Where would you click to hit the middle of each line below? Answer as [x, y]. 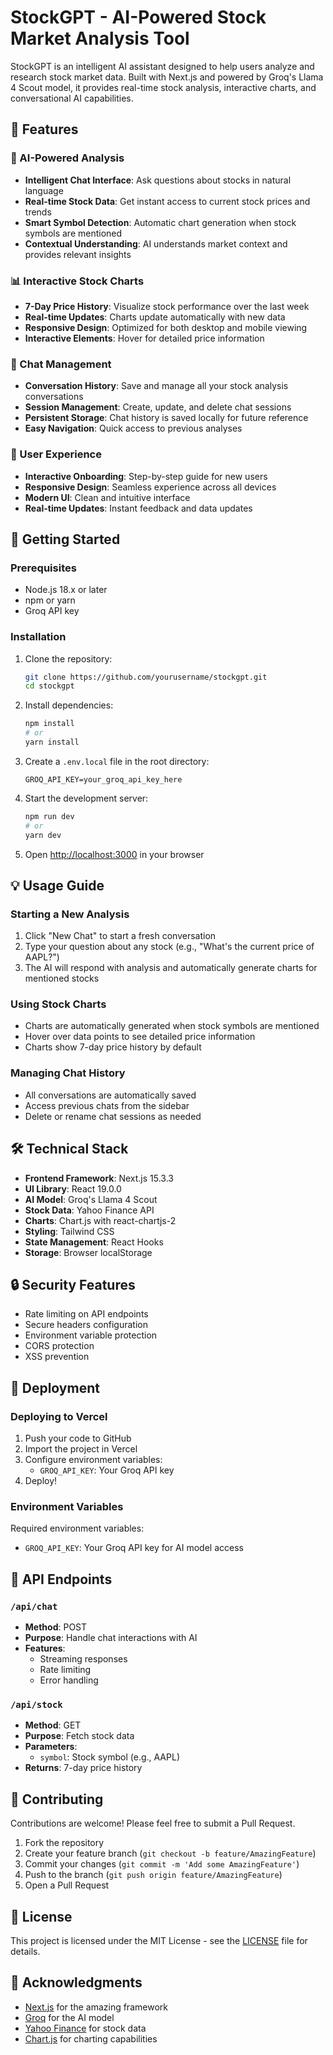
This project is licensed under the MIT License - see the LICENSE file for [159, 1940]
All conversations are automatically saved [110, 1095]
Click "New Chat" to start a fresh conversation [120, 936]
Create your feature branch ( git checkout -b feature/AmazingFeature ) [170, 1853]
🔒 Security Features [73, 1284]
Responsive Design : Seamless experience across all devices [150, 487]
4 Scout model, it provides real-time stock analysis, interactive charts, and [163, 87]
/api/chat [34, 1606]
